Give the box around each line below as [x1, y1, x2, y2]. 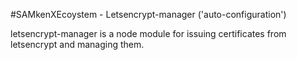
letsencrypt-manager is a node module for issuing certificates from [10, 28, 287, 39]
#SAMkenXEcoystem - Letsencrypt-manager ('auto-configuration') [10, 9, 287, 20]
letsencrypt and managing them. [10, 39, 145, 50]
